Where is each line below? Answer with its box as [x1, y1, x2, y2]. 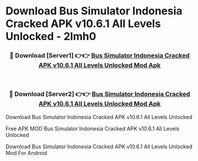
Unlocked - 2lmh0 [5, 30, 97, 43]
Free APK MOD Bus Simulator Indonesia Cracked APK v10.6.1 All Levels [5, 124, 180, 132]
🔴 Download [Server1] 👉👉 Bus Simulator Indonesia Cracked [9, 51, 190, 60]
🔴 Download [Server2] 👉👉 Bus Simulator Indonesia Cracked [9, 90, 190, 98]
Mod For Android [5, 149, 47, 156]
